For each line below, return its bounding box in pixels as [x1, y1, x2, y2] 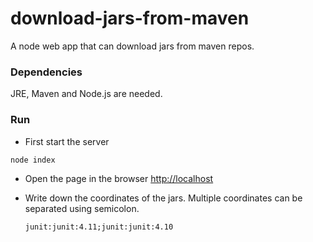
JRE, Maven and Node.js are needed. [10, 88, 163, 100]
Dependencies [10, 65, 83, 79]
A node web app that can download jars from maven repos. [10, 40, 255, 52]
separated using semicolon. [24, 203, 140, 215]
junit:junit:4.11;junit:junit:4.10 [24, 222, 174, 232]
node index [10, 155, 56, 165]
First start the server [24, 135, 110, 147]
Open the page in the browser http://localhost [24, 173, 214, 185]
